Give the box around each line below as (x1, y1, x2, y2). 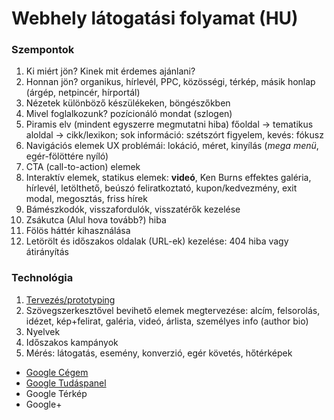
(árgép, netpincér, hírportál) (25, 87, 141, 99)
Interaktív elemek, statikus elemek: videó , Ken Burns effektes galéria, (25, 172, 312, 184)
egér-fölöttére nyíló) (25, 150, 109, 162)
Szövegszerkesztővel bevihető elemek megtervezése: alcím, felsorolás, (25, 304, 321, 316)
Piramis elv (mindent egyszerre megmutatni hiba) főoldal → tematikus (25, 118, 314, 131)
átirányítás (25, 246, 69, 258)
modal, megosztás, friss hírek (25, 193, 148, 205)
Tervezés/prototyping (25, 293, 116, 306)
